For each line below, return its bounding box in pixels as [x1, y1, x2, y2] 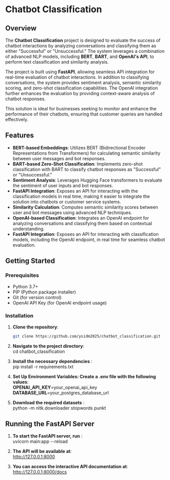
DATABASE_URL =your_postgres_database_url [12, 389, 109, 396]
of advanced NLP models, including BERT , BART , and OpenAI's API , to [5, 53, 154, 59]
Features [5, 131, 34, 140]
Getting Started [5, 257, 55, 265]
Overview [5, 24, 37, 33]
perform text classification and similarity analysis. [5, 59, 109, 65]
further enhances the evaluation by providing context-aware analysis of [5, 91, 155, 96]
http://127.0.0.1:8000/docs [12, 469, 67, 475]
